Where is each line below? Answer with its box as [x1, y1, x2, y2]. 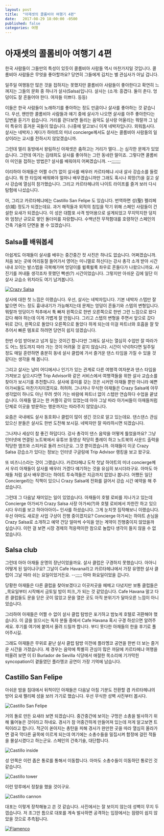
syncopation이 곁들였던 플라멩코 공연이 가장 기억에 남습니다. [5, 658, 121, 664]
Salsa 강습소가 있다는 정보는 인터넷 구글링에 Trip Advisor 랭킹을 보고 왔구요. [5, 448, 152, 455]
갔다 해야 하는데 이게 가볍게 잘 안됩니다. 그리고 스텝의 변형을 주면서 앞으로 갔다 [5, 315, 155, 321]
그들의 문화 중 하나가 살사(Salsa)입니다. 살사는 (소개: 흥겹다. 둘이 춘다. [18, 88, 152, 94]
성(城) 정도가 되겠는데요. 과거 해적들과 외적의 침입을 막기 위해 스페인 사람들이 [5, 204, 152, 209]
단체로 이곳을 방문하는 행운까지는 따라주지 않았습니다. [5, 403, 107, 409]
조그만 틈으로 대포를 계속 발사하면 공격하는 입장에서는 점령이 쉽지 [28, 809, 153, 815]
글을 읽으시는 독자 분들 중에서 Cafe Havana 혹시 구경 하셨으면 [24, 617, 143, 623]
